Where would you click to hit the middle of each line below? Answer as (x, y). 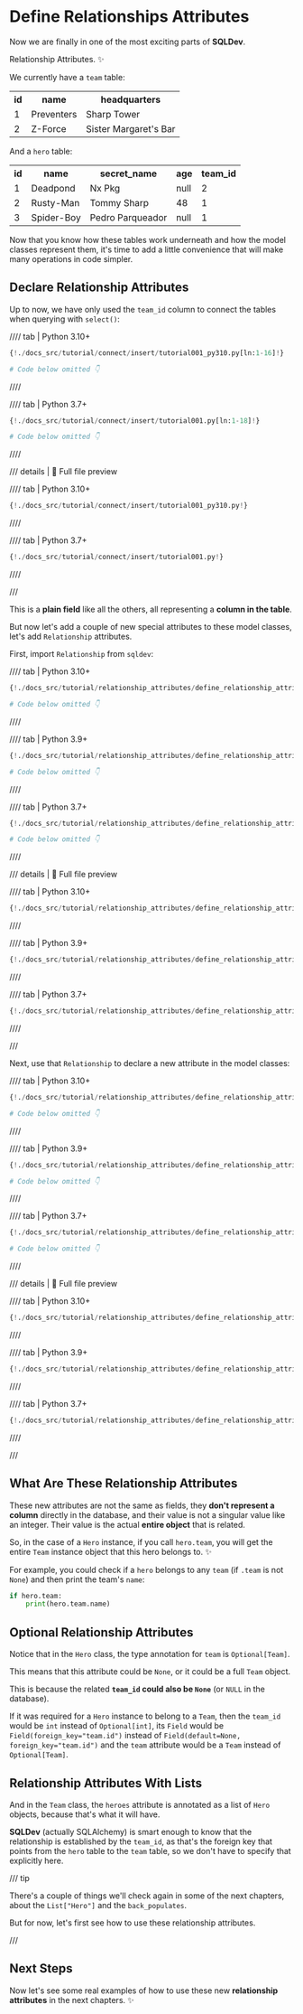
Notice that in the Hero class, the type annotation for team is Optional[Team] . (150, 1654)
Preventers (54, 114)
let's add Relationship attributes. (71, 636)
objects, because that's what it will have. (85, 1814)
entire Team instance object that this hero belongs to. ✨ (110, 1551)
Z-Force (49, 128)
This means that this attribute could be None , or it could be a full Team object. (150, 1672)
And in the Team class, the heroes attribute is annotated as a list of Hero (140, 1804)
